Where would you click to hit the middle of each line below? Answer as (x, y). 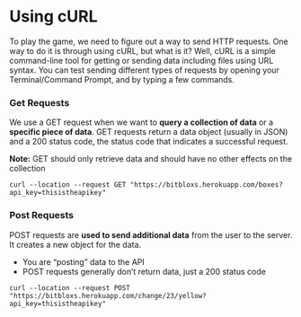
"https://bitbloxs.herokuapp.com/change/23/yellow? (108, 295)
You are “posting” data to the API (84, 261)
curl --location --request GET (68, 185)
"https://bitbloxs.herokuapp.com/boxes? (206, 185)
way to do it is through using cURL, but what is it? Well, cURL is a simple (142, 50)
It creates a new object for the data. (75, 244)
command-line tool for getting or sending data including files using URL (142, 60)
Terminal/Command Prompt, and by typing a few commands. (122, 79)
